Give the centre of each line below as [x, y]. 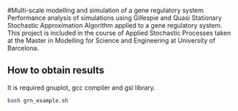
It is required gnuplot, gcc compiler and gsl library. [81, 88]
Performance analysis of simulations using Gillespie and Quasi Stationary [115, 18]
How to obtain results [56, 70]
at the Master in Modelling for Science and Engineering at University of [112, 41]
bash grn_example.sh [38, 100]
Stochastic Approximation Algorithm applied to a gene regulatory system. [115, 25]
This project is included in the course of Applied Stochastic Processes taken [119, 33]
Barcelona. [23, 48]
